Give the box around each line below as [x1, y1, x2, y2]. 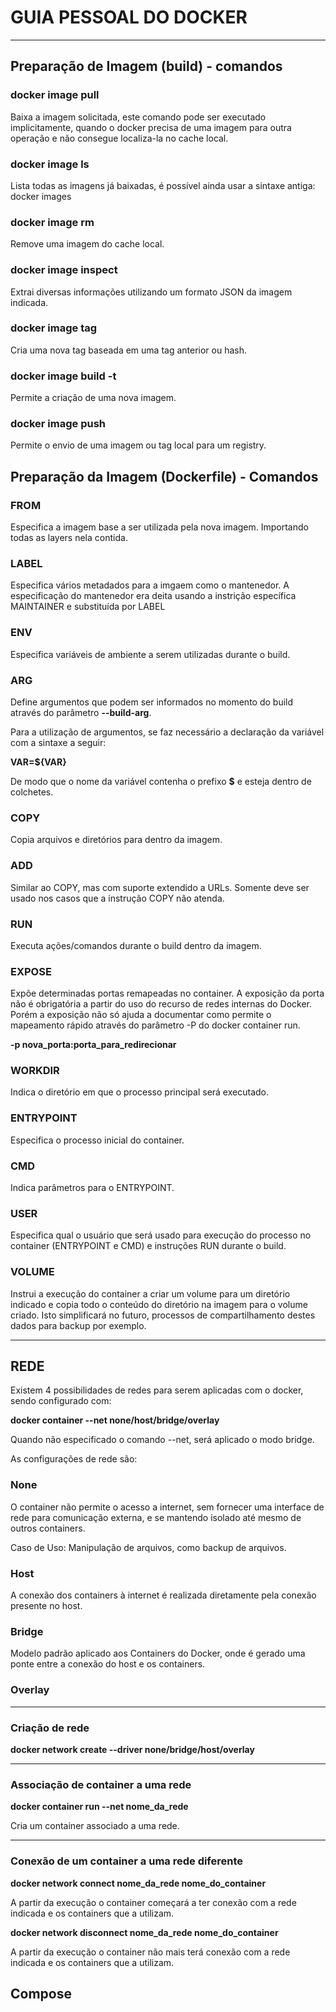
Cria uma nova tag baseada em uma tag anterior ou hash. [10, 344, 248, 356]
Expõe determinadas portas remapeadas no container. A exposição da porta [10, 987, 325, 1000]
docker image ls [10, 157, 90, 171]
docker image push [10, 417, 107, 431]
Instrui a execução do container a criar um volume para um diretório [10, 1287, 291, 1300]
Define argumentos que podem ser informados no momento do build [10, 696, 294, 708]
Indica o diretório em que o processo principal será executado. [10, 1086, 269, 1098]
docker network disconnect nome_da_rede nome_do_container [10, 1926, 279, 1938]
